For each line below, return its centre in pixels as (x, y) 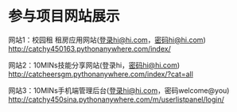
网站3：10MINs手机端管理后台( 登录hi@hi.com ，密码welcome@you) (119, 90)
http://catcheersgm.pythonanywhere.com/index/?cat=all (101, 74)
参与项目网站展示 (64, 16)
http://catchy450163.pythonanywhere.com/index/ (89, 48)
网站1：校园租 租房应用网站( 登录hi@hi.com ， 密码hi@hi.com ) (107, 40)
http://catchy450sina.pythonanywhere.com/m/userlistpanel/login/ (117, 99)
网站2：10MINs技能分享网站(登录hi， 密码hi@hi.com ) (94, 65)
